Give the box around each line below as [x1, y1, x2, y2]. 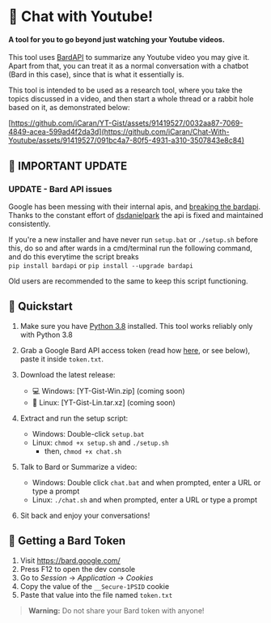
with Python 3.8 [19, 330, 73, 339]
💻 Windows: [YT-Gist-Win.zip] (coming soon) [32, 386, 185, 395]
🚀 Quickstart [8, 300, 73, 314]
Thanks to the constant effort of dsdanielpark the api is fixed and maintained [8, 211, 264, 220]
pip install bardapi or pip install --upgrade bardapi [8, 261, 194, 271]
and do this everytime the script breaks [8, 252, 139, 262]
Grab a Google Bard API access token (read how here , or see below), [19, 345, 251, 355]
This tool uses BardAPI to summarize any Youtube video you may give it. [8, 53, 250, 62]
